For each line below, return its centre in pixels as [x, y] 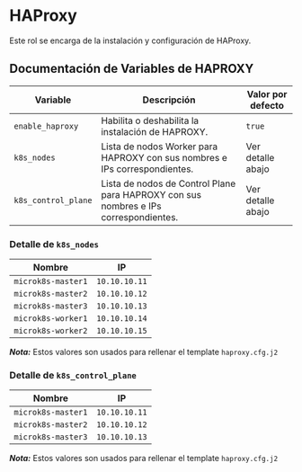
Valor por [267, 94]
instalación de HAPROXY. [155, 131]
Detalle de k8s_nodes [54, 244]
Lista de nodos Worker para [160, 147]
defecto [267, 105]
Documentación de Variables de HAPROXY [132, 69]
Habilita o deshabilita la [150, 120]
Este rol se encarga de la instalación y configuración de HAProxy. [130, 40]
